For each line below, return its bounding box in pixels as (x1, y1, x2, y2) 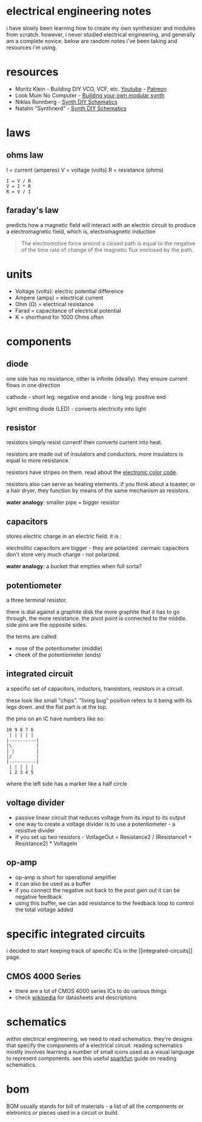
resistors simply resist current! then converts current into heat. (6, 439, 163, 446)
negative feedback (15, 893, 62, 900)
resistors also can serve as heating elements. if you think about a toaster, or (6, 481, 196, 488)
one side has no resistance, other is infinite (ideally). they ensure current (6, 375, 187, 382)
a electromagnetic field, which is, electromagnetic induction (6, 228, 156, 235)
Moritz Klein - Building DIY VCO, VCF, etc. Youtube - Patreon (15, 85, 167, 92)
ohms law (6, 150, 44, 161)
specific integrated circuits (6, 927, 146, 941)
